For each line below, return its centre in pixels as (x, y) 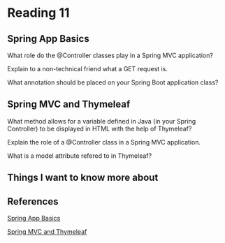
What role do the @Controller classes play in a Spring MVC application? (110, 55)
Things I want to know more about (83, 178)
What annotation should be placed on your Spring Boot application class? (113, 82)
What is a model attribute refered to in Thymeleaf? (80, 156)
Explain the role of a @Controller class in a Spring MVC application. (104, 142)
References (33, 201)
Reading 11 (38, 13)
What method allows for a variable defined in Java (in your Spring (102, 121)
